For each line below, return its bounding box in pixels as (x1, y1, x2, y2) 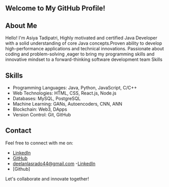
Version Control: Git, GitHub (12, 112, 71, 118)
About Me (5, 21, 37, 30)
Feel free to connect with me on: (5, 140, 73, 146)
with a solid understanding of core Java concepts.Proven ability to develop (5, 40, 162, 46)
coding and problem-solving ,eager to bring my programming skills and (5, 51, 155, 57)
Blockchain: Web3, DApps (12, 106, 67, 112)
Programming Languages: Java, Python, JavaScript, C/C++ (12, 85, 137, 91)
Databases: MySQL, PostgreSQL (12, 96, 81, 102)
